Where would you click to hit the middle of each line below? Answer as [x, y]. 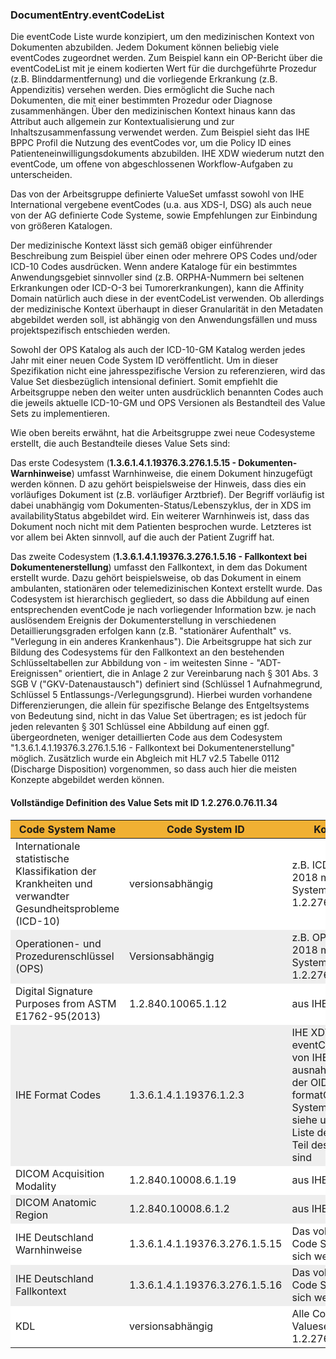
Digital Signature [54, 991]
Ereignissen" [36, 674]
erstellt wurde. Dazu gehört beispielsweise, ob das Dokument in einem [156, 578]
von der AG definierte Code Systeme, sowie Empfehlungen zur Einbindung [164, 215]
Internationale [48, 846]
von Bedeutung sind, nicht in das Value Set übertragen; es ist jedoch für [158, 716]
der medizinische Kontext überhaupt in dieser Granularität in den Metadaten [166, 309]
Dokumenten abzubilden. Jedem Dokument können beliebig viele [145, 47]
